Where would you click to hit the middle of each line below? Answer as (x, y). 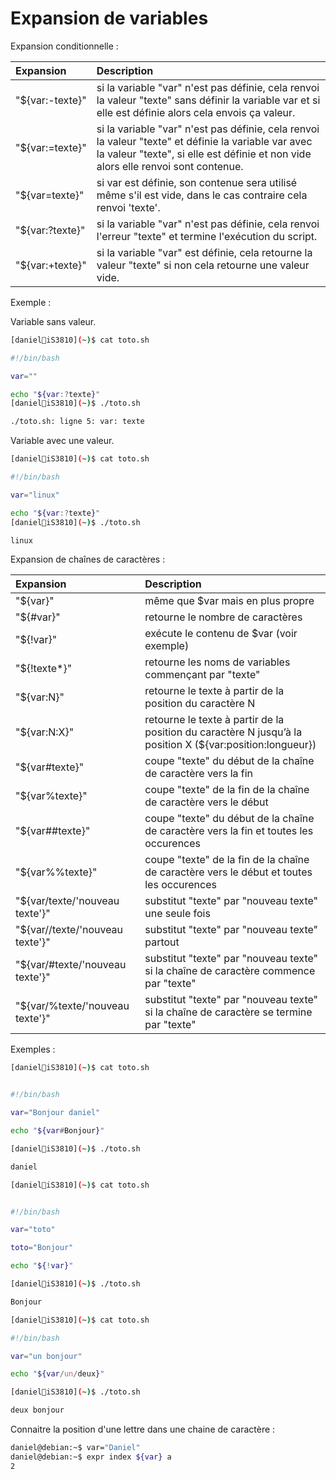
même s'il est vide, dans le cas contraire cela (202, 195)
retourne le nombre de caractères (223, 617)
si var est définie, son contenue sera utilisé (197, 182)
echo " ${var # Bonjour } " (57, 1131)
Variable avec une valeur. (62, 441)
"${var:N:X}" (45, 732)
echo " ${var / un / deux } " (57, 1374)
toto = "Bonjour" (42, 1248)
